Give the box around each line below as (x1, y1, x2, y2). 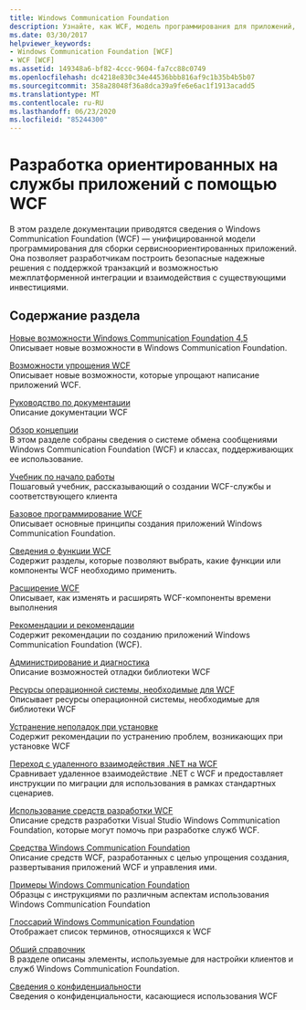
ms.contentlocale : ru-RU (9, 98, 104, 108)
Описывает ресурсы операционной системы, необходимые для (9, 693, 260, 704)
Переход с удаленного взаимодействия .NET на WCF (9, 758, 218, 769)
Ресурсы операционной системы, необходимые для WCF (9, 684, 236, 695)
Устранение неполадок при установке (9, 721, 159, 731)
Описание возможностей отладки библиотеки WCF (9, 666, 211, 677)
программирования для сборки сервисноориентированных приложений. (9, 243, 297, 254)
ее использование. (9, 453, 84, 464)
